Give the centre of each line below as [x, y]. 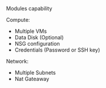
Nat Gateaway [32, 79]
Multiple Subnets [35, 72]
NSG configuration [37, 44]
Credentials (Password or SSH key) [57, 50]
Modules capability [29, 9]
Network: [17, 61]
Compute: [18, 20]
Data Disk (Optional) [39, 37]
